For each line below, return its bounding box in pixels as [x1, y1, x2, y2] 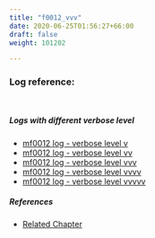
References [9, 197, 54, 207]
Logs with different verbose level [9, 115, 134, 126]
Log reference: [9, 75, 75, 88]
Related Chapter [22, 219, 82, 230]
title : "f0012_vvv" [9, 13, 82, 22]
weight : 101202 [9, 38, 66, 48]
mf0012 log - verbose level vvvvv [22, 176, 146, 187]
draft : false [9, 30, 58, 39]
